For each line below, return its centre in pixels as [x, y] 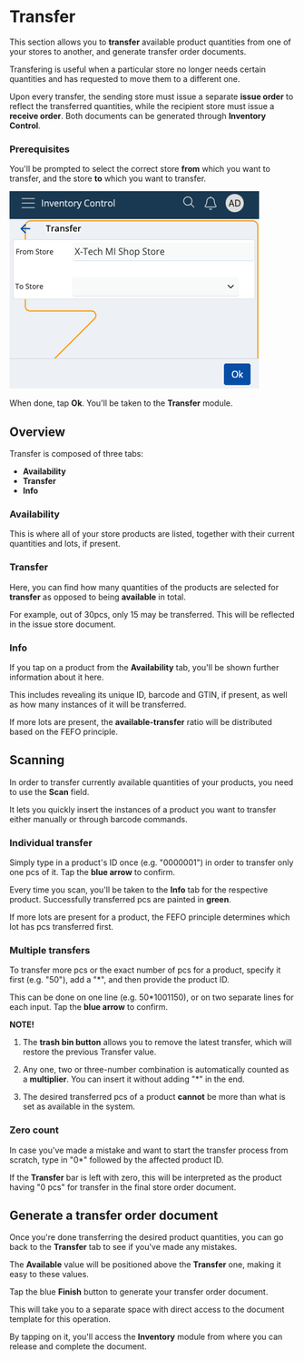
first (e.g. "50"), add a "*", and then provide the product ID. [119, 980]
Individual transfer [51, 842]
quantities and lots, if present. [65, 544]
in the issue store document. [63, 624]
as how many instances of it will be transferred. [98, 704]
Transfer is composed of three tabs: [76, 454]
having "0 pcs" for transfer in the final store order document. [123, 1187]
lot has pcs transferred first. [62, 927]
